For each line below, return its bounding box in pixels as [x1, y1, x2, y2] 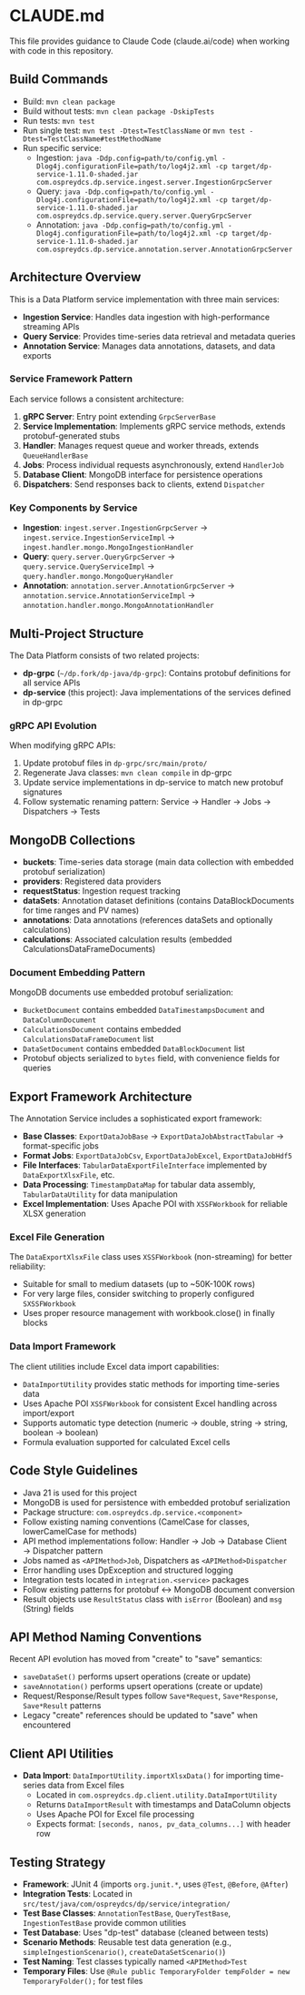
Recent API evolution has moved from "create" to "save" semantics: [9, 1654, 263, 1665]
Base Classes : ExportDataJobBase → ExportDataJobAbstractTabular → [22, 1130, 284, 1142]
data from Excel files [47, 1780, 125, 1791]
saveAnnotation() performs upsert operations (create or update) [22, 1681, 263, 1692]
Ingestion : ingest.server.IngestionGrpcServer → [22, 522, 209, 533]
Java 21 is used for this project [22, 1487, 138, 1498]
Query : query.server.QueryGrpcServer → [22, 552, 175, 562]
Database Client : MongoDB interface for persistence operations [22, 469, 263, 480]
